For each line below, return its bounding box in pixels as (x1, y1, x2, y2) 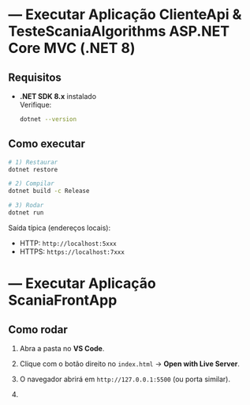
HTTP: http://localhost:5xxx (19, 238, 117, 248)
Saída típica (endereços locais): (8, 223, 111, 233)
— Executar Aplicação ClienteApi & (8, 6, 242, 24)
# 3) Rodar (8, 202, 44, 210)
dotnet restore (8, 165, 58, 173)
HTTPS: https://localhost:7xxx (19, 247, 125, 256)
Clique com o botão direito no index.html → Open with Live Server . (19, 358, 241, 369)
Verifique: (19, 100, 52, 109)
